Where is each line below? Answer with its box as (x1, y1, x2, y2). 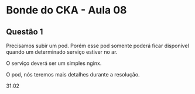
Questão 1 (6, 27, 43, 37)
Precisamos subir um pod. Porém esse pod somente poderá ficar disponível (6, 42, 189, 49)
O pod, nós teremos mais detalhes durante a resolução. (6, 71, 140, 78)
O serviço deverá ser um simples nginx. (6, 60, 102, 67)
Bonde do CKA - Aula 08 (6, 4, 127, 17)
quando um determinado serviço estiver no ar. (6, 48, 118, 55)
